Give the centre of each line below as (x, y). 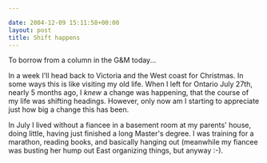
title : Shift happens (44, 38)
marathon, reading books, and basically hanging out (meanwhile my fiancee (133, 142)
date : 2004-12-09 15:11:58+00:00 (64, 22)
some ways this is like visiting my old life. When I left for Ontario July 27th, (131, 84)
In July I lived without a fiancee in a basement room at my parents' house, (130, 125)
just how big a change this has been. (69, 109)
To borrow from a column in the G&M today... (82, 60)
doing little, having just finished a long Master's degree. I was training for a (131, 133)
